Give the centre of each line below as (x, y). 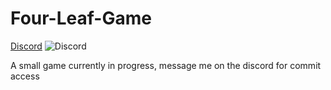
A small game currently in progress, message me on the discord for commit (166, 65)
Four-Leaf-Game (81, 18)
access (25, 76)
